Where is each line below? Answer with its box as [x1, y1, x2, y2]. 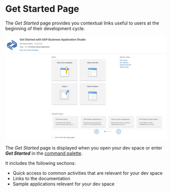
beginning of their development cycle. [5, 25, 85, 31]
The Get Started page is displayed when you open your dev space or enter [5, 145, 162, 151]
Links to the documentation [12, 175, 70, 181]
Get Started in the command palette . [5, 150, 83, 156]
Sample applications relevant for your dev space [12, 181, 115, 187]
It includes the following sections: [5, 160, 76, 166]
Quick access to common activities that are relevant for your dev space [12, 170, 163, 176]
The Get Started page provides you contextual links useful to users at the [5, 20, 159, 26]
